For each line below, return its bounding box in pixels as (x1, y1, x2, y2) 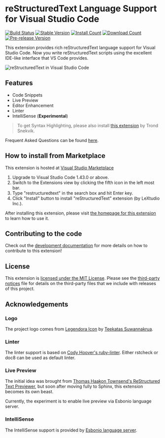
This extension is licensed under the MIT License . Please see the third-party (5, 275, 160, 281)
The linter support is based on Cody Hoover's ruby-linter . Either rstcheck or (5, 350, 159, 356)
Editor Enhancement (12, 102, 54, 109)
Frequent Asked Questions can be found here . (5, 137, 99, 143)
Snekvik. (17, 128, 35, 134)
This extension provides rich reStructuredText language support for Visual (5, 44, 156, 50)
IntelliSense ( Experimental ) (12, 113, 68, 119)
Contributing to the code (5, 229, 82, 238)
